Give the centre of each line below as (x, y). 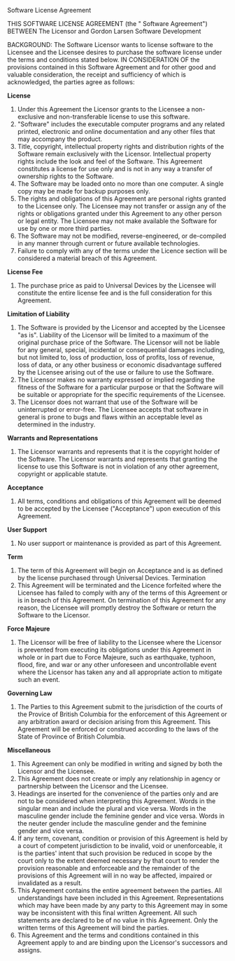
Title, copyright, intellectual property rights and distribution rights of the (121, 146)
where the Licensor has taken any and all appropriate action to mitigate (120, 672)
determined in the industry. (56, 424)
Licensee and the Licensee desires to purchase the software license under (115, 52)
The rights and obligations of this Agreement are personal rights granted (122, 199)
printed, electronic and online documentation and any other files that (116, 132)
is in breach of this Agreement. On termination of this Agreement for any (121, 600)
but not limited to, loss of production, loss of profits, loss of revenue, (116, 357)
